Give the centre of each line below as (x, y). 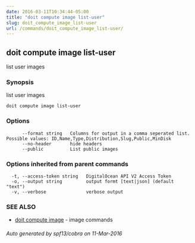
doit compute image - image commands (64, 220)
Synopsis (20, 82)
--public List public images (70, 149)
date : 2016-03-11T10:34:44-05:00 (48, 12)
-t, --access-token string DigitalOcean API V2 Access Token (91, 176)
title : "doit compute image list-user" (56, 17)
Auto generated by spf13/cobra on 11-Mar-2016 (64, 233)
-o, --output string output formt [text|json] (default (93, 181)
